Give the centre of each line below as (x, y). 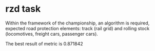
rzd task (23, 9)
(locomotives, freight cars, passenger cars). (52, 34)
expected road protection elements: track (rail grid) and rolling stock (77, 28)
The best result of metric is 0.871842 (44, 43)
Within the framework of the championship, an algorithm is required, (77, 23)
